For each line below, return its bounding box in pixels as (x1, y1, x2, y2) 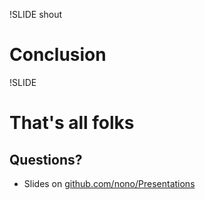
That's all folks (9, 112, 135, 134)
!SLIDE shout (9, 9, 63, 20)
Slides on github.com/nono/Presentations (23, 177, 196, 189)
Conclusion (9, 44, 107, 66)
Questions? (9, 151, 83, 168)
